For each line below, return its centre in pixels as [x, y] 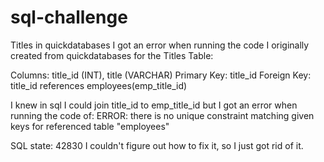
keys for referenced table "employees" [90, 126]
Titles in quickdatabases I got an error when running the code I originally [160, 45]
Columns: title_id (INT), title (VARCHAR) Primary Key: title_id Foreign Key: [161, 75]
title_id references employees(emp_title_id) [99, 85]
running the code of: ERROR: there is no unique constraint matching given [162, 115]
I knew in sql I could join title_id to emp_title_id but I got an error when [154, 105]
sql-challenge [69, 17]
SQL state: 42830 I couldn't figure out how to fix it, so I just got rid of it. [157, 145]
